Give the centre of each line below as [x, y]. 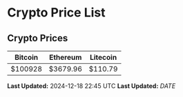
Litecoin [103, 57]
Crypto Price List [56, 13]
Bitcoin [27, 57]
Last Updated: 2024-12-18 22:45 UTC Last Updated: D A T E [91, 86]
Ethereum [66, 57]
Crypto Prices [38, 38]
